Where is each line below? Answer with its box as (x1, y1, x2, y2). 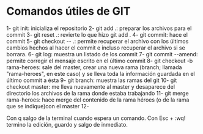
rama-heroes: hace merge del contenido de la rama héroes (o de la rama (6, 96, 190, 103)
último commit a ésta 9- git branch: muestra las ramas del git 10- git (6, 76, 177, 84)
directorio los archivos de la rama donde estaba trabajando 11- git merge (6, 89, 189, 97)
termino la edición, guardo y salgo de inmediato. (6, 121, 128, 128)
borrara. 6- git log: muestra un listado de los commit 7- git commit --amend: (6, 50, 198, 58)
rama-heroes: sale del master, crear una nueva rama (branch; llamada (6, 63, 182, 71)
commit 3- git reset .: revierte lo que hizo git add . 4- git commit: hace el (6, 31, 188, 38)
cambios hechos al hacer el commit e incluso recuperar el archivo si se (6, 44, 185, 51)
